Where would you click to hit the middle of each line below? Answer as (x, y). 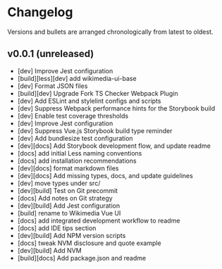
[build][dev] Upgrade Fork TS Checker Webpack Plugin (98, 93)
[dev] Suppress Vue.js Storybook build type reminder (95, 130)
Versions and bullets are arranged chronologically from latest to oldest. (110, 32)
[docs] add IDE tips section (57, 228)
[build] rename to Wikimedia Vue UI (69, 213)
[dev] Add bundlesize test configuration (75, 138)
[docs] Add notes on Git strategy (65, 198)
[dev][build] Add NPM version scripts (72, 235)
